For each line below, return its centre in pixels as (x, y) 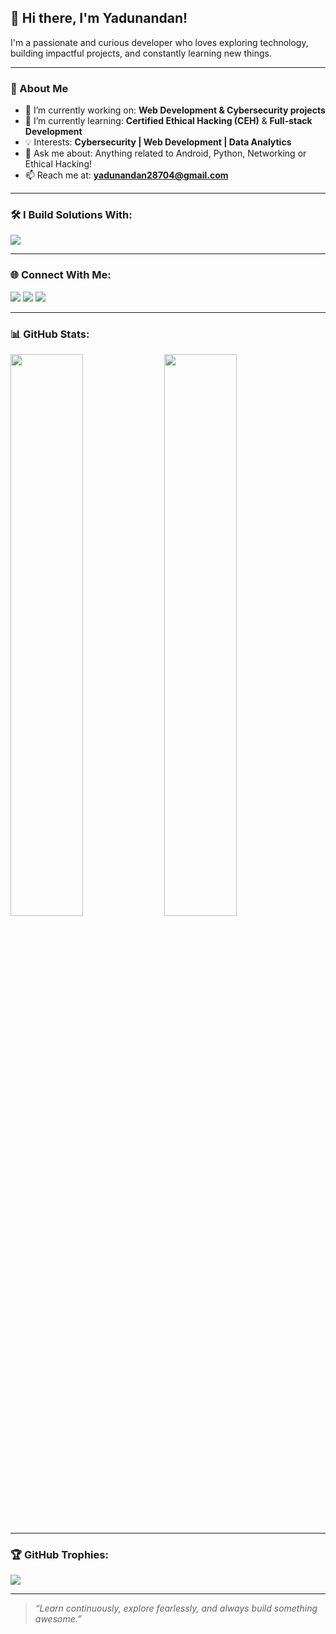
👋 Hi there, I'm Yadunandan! (99, 18)
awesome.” (58, 1619)
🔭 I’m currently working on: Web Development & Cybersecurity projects (175, 110)
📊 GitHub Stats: (50, 334)
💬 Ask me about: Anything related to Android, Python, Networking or (165, 153)
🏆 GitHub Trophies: (59, 1554)
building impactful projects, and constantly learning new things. (141, 53)
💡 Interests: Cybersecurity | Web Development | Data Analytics (158, 142)
